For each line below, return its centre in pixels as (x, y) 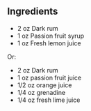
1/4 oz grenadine (41, 92)
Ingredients (33, 12)
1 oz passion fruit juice (49, 77)
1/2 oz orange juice (44, 85)
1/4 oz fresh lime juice (49, 100)
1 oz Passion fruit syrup (51, 36)
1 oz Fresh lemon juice (49, 43)
